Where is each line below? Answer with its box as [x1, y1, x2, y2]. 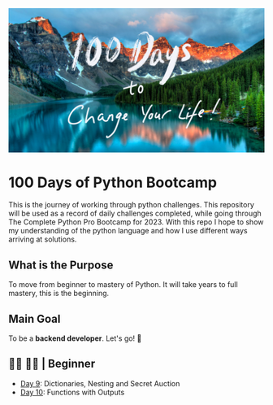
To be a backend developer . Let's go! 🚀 [8, 333, 142, 343]
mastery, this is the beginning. [8, 289, 110, 298]
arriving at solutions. [8, 234, 77, 244]
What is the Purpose [8, 258, 114, 272]
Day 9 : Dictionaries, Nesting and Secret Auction [19, 378, 180, 388]
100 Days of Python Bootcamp [8, 173, 218, 191]
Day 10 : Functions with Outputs [19, 387, 125, 397]
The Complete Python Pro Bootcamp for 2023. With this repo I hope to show [8, 217, 264, 227]
